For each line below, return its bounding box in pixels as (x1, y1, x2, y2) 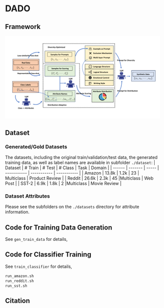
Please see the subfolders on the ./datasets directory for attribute (5, 204, 139, 210)
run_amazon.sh (5, 273, 34, 279)
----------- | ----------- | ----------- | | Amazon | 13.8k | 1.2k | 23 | (5, 170, 139, 176)
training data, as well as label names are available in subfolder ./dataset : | (5, 159, 156, 165)
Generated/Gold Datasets (5, 143, 67, 150)
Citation (5, 297, 30, 305)
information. (5, 209, 30, 215)
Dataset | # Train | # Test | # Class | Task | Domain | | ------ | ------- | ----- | (5, 165, 159, 171)
